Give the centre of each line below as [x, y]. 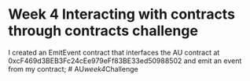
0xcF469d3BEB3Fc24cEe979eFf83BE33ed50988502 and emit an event [125, 61]
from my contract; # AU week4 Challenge [74, 69]
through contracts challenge [103, 31]
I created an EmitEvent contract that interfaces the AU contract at [114, 52]
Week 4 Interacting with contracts [122, 14]
